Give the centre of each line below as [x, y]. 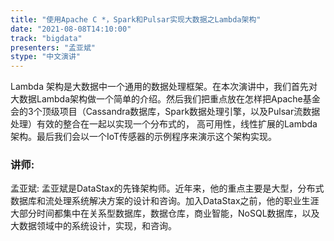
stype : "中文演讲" [46, 57]
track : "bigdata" [46, 38]
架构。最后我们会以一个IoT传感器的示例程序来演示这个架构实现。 [144, 137]
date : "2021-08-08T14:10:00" [71, 29]
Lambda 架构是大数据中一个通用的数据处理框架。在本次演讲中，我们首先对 [164, 87]
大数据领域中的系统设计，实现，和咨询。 [93, 226]
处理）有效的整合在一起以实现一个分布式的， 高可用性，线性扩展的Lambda [164, 124]
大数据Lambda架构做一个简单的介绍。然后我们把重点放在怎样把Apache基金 [165, 99]
